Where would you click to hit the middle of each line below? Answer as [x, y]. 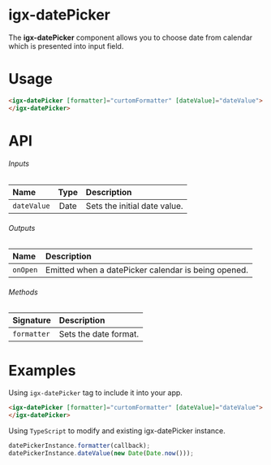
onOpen [25, 270]
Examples [42, 370]
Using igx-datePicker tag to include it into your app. [95, 393]
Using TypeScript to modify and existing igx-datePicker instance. [117, 431]
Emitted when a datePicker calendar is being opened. [147, 270]
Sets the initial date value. [135, 206]
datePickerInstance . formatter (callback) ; [80, 446]
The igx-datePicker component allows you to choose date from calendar [131, 37]
